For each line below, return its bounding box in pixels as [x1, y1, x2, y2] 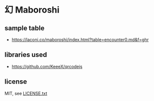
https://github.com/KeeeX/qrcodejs [11, 63, 83, 69]
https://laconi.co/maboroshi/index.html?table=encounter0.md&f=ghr [11, 37, 149, 43]
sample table [4, 24, 45, 32]
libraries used [4, 51, 47, 59]
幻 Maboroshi [4, 4, 60, 15]
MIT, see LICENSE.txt [4, 90, 47, 96]
